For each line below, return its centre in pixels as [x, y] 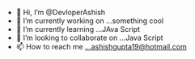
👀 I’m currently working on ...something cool [90, 21]
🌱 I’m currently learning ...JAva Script [78, 29]
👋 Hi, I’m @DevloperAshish [61, 12]
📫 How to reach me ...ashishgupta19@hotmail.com [102, 47]
